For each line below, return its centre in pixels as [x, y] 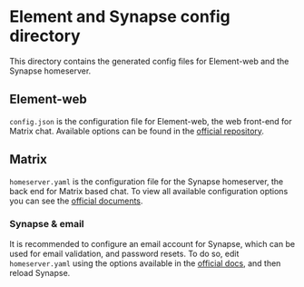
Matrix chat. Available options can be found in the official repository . [137, 131]
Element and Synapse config [120, 17]
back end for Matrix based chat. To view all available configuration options [149, 191]
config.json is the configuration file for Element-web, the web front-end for [151, 121]
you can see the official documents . [76, 201]
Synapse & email [47, 224]
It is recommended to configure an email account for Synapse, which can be [152, 243]
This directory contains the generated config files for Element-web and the [149, 61]
